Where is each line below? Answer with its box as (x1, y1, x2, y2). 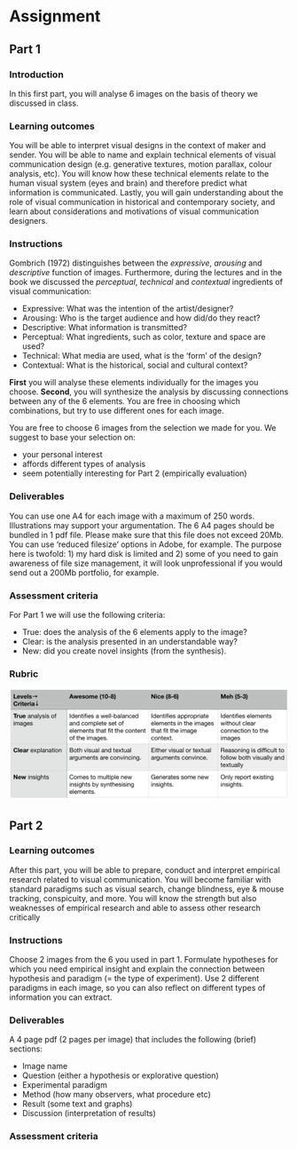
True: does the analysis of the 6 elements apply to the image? (21, 627, 248, 638)
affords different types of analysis (21, 459, 146, 470)
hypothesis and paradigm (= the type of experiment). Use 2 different (9, 973, 260, 984)
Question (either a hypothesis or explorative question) (21, 1070, 219, 1081)
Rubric (9, 668, 39, 680)
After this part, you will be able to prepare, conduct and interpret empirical (9, 864, 281, 876)
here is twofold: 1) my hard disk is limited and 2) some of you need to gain (9, 548, 279, 559)
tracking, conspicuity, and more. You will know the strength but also (9, 892, 257, 903)
